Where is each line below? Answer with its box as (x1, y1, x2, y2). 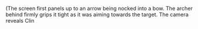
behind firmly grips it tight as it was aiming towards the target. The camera (5, 11, 189, 18)
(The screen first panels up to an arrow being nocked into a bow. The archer (5, 5, 193, 12)
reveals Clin (5, 17, 35, 24)
